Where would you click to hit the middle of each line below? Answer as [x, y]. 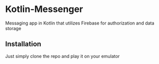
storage [13, 28]
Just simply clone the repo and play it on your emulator [63, 56]
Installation [23, 44]
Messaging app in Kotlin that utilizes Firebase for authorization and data [80, 23]
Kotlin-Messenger [44, 9]
